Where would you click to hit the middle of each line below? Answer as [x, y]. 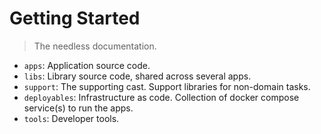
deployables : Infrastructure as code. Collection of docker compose [161, 97]
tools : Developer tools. [71, 118]
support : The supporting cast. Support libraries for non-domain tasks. [167, 86]
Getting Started [75, 18]
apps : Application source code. [87, 65]
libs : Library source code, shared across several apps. [137, 76]
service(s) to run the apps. [78, 108]
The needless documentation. [95, 46]
